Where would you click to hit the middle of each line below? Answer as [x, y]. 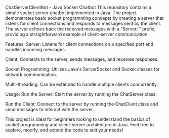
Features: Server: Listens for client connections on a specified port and [79, 44]
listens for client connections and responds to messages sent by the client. [83, 23]
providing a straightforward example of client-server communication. [77, 34]
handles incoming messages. [36, 49]
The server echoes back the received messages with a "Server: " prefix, [80, 29]
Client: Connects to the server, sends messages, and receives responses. [82, 59]
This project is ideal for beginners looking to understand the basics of [78, 119]
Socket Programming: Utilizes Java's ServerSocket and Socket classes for [83, 69]
